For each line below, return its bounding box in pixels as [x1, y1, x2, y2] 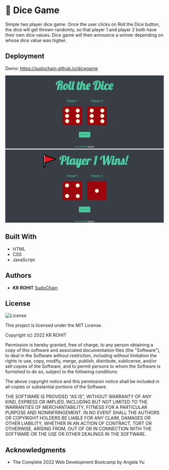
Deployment [5, 52, 45, 61]
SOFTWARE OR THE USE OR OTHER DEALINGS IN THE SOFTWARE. [5, 431, 146, 437]
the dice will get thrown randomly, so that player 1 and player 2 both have [5, 26, 157, 32]
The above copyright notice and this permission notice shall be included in [5, 378, 159, 385]
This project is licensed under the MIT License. [5, 322, 103, 328]
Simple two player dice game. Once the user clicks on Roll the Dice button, [5, 21, 160, 27]
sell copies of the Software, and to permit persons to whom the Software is [5, 363, 161, 370]
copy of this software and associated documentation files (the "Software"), [5, 347, 161, 354]
